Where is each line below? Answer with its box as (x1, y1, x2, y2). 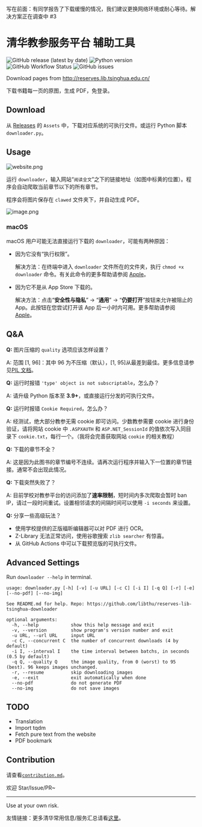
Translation (14, 718, 43, 725)
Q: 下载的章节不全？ (6, 445, 56, 452)
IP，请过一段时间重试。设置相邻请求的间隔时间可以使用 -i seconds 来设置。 (6, 499, 194, 506)
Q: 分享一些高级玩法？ (6, 512, 61, 519)
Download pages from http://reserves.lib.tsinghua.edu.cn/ (6, 74, 150, 81)
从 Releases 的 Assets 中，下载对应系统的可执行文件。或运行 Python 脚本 (6, 121, 188, 128)
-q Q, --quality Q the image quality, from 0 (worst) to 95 (11, 659, 176, 665)
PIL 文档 (11, 366, 32, 373)
